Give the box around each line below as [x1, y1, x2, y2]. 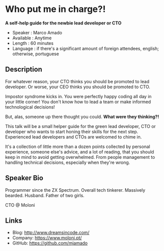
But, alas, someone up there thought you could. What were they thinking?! [5, 114, 160, 120]
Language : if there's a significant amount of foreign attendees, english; [12, 45, 159, 51]
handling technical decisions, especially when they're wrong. [5, 159, 130, 165]
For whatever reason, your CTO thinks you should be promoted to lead [5, 78, 150, 84]
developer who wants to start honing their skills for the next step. [5, 128, 138, 134]
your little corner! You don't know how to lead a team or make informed [5, 99, 151, 105]
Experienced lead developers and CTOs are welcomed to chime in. [5, 133, 142, 140]
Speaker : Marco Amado [12, 29, 62, 35]
